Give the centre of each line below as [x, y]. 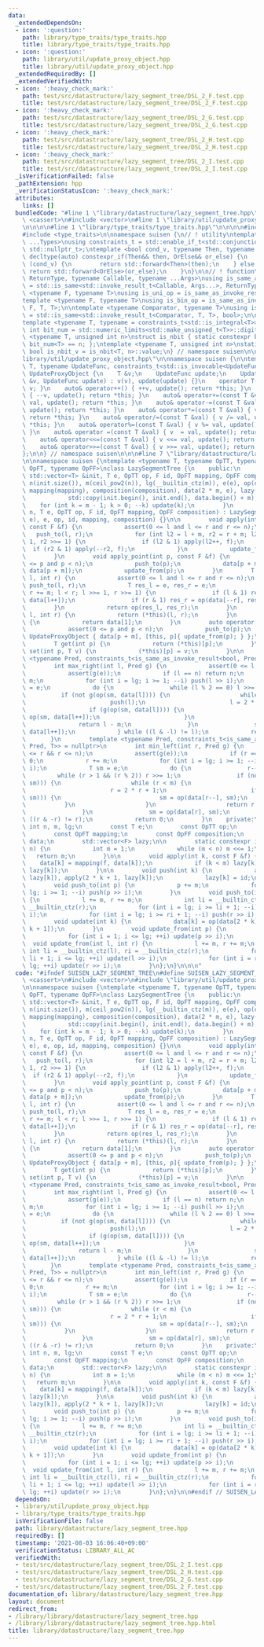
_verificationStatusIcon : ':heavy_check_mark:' [95, 191]
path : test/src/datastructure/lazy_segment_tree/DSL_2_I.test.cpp [133, 162]
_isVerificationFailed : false [64, 176]
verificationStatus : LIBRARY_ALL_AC [75, 1550]
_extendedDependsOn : [49, 23]
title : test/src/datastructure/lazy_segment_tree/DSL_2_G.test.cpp [135, 125]
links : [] [38, 205]
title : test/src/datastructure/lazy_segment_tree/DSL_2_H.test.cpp [135, 147]
